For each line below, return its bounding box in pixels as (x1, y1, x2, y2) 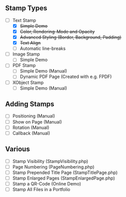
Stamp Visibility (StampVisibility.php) (12, 158, 88, 164)
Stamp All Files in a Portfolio (12, 186, 70, 192)
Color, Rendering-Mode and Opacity (19, 28, 95, 34)
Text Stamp (12, 17, 36, 23)
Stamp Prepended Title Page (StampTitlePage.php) (12, 169, 118, 175)
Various (5, 145, 30, 153)
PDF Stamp (12, 62, 36, 68)
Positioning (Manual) (12, 113, 55, 119)
